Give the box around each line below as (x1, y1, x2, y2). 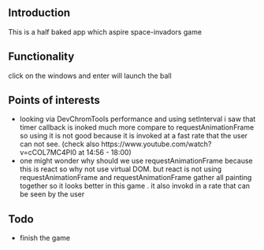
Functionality (8, 50, 75, 64)
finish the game (19, 233, 71, 243)
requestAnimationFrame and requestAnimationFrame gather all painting (19, 173, 252, 182)
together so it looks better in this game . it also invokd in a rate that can (19, 181, 251, 191)
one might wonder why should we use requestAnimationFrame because (19, 156, 254, 166)
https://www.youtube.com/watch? (101, 139, 212, 149)
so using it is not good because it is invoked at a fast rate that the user (19, 131, 248, 141)
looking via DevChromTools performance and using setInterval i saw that (19, 114, 256, 124)
